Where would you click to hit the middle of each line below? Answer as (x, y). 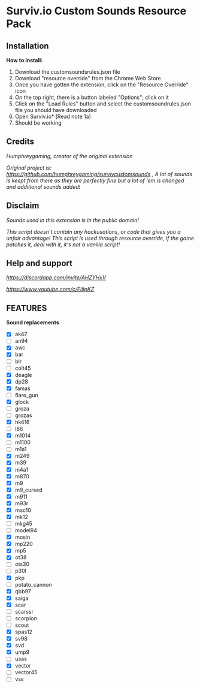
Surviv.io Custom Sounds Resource (96, 11)
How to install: (25, 60)
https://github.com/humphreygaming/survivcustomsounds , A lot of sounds (99, 174)
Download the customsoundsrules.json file (68, 72)
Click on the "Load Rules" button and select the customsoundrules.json (103, 104)
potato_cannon (33, 584)
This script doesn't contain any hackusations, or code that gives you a (93, 231)
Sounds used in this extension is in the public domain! (73, 220)
